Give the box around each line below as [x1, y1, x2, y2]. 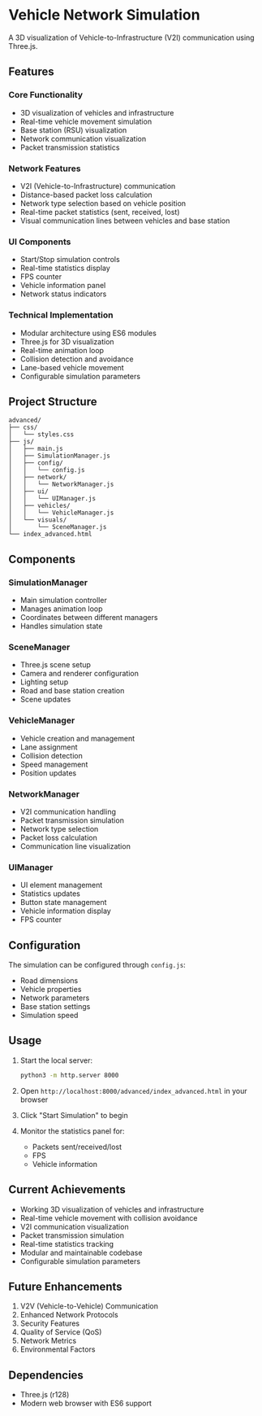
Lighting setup [19, 677, 69, 687]
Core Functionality [8, 90, 84, 101]
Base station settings [19, 1002, 91, 1012]
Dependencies [8, 1368, 84, 1382]
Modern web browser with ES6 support [19, 1398, 152, 1409]
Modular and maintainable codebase [19, 1248, 143, 1257]
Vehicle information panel [19, 281, 106, 291]
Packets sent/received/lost [32, 1142, 122, 1152]
